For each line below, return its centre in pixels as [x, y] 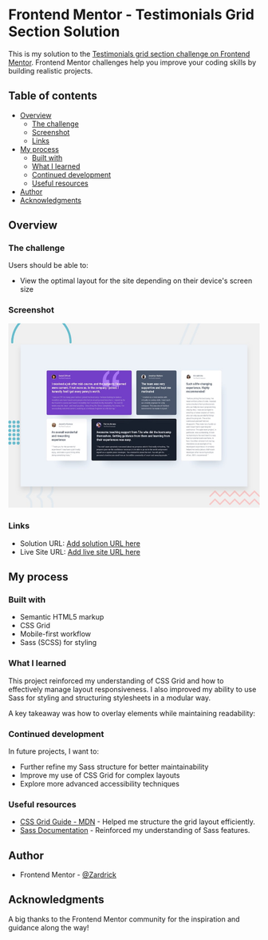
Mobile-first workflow [55, 634]
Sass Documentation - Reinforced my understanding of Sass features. [135, 830]
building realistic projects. [51, 70]
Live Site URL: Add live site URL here [80, 552]
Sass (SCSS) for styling [58, 643]
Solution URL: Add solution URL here [80, 543]
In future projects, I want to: [54, 751]
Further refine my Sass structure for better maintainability [114, 767]
